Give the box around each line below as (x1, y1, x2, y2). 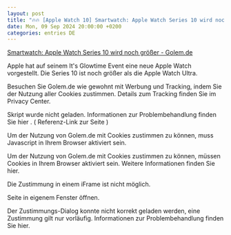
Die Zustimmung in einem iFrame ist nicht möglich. (7, 180, 151, 189)
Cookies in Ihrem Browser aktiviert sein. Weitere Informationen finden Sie (7, 160, 215, 168)
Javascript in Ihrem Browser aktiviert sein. (7, 139, 127, 147)
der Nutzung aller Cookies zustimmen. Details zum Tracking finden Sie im (7, 90, 217, 98)
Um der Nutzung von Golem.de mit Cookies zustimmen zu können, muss (7, 131, 214, 140)
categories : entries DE (7, 29, 76, 37)
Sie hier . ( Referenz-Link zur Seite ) (7, 118, 109, 126)
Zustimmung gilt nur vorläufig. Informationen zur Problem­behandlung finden (7, 214, 224, 223)
